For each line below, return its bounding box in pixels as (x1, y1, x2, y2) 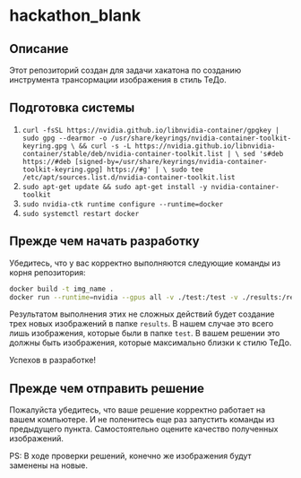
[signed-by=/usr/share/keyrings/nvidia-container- (74, 157, 268, 166)
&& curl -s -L (79, 141, 132, 151)
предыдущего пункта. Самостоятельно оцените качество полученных (9, 423, 279, 435)
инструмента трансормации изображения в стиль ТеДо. (9, 74, 227, 85)
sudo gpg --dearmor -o (21, 134, 107, 143)
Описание (9, 41, 69, 56)
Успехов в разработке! (9, 355, 97, 366)
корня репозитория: (9, 266, 87, 278)
